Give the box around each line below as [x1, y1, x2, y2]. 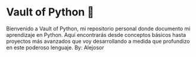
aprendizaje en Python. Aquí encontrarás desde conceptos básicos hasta [6, 31, 186, 38]
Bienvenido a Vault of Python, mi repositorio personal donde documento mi [6, 25, 191, 32]
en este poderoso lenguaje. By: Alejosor [6, 44, 104, 51]
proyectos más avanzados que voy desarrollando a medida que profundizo [6, 37, 190, 45]
